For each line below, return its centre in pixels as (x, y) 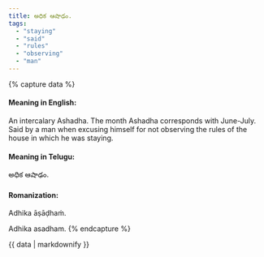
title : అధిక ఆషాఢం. (40, 16)
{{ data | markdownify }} (49, 245)
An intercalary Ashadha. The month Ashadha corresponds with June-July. (132, 121)
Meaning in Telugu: (42, 156)
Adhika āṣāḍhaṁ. (37, 213)
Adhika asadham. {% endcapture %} (70, 229)
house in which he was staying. (61, 138)
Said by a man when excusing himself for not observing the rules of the (128, 130)
